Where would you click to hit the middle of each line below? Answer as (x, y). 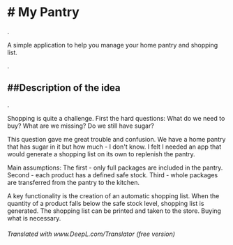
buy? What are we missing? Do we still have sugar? (81, 126)
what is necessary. (34, 218)
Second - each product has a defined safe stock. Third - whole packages (113, 175)
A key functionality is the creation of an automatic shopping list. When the (113, 195)
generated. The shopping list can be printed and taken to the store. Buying (114, 211)
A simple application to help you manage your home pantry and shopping (113, 45)
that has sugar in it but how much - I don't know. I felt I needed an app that (114, 147)
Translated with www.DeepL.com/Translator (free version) (91, 234)
